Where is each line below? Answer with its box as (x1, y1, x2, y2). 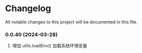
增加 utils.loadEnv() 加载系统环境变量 (12, 43, 87, 49)
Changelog (5, 3, 51, 14)
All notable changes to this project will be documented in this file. (5, 19, 138, 25)
